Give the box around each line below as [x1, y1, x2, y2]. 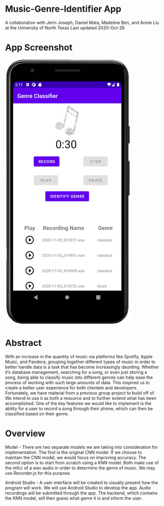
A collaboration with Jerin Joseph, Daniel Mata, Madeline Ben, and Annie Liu [5, 20, 159, 25]
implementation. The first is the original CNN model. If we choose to [5, 449, 142, 455]
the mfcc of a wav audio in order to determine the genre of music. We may [5, 465, 156, 471]
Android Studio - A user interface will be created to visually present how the [5, 480, 158, 485]
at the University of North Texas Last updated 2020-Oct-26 [5, 24, 125, 30]
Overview [5, 428, 46, 439]
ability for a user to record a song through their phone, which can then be [5, 405, 153, 412]
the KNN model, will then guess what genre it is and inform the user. [5, 495, 142, 501]
